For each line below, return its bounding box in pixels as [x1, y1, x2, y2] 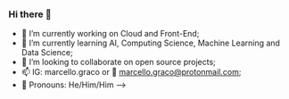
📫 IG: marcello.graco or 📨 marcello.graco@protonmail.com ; [21, 67, 242, 78]
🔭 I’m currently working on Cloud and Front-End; [21, 29, 200, 39]
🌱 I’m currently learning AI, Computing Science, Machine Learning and [21, 37, 280, 48]
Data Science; [21, 47, 73, 58]
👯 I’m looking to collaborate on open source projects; [21, 57, 216, 68]
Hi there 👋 [8, 8, 53, 21]
